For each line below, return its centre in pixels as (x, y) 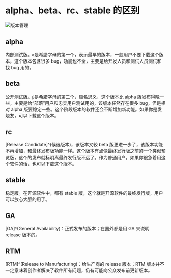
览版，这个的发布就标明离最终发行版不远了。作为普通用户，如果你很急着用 (83, 158)
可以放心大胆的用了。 (27, 199)
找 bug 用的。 (20, 67)
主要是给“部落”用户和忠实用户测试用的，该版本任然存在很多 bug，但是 (88, 103)
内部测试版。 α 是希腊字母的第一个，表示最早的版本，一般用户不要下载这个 (82, 54)
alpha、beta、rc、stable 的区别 (73, 10)
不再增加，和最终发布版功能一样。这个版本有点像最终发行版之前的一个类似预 (85, 151)
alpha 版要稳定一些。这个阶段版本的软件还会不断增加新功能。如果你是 (84, 109)
